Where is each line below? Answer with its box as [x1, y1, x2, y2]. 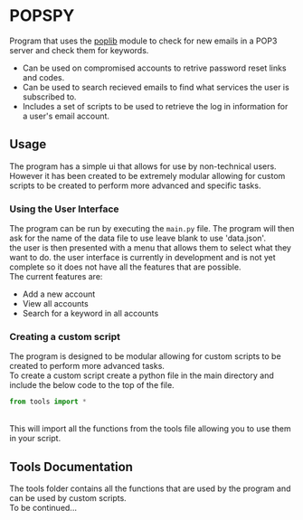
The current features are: [9, 271, 103, 282]
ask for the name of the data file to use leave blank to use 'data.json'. [9, 232, 267, 244]
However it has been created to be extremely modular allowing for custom [9, 170, 286, 181]
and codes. [22, 71, 65, 82]
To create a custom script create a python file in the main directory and [9, 370, 274, 381]
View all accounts [22, 298, 89, 309]
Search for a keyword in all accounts [22, 308, 159, 319]
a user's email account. [22, 110, 110, 121]
